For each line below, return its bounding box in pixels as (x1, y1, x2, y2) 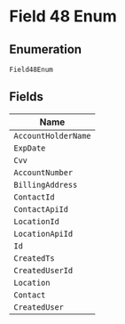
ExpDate (13, 142, 46, 153)
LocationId (13, 216, 59, 226)
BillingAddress (13, 180, 78, 190)
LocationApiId (13, 229, 74, 239)
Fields (9, 89, 44, 104)
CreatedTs (13, 253, 55, 263)
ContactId (13, 191, 55, 202)
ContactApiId (13, 204, 69, 215)
